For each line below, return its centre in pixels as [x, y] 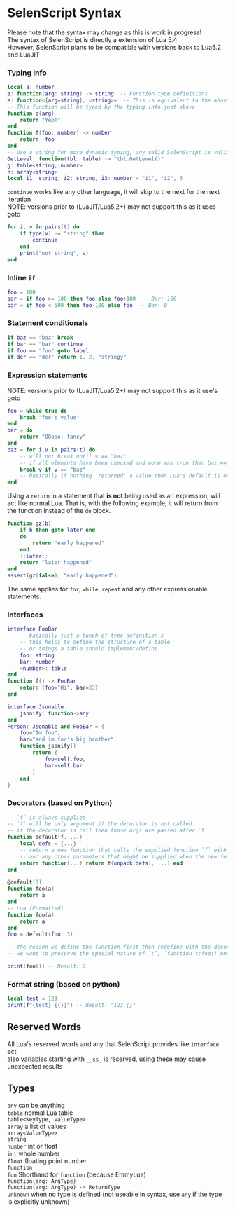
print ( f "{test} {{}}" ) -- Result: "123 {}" [72, 1006]
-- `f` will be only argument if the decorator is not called [100, 824]
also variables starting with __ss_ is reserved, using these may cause [107, 1059]
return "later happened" [56, 563]
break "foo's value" [50, 417]
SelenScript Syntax [64, 13]
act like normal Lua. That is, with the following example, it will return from [113, 503]
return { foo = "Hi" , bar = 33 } [59, 688]
